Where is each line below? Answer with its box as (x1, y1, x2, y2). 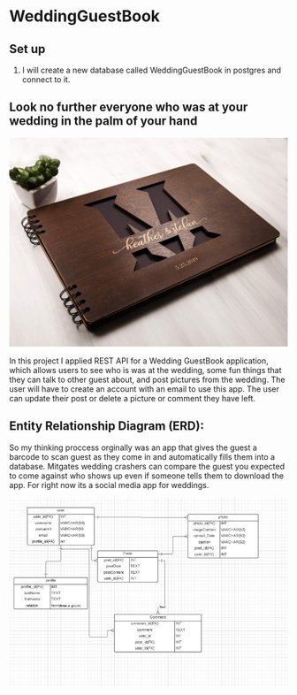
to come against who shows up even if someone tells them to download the (9, 470, 285, 481)
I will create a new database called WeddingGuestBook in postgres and (21, 65, 281, 75)
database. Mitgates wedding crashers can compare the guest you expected (9, 461, 286, 471)
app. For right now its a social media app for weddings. (9, 479, 209, 490)
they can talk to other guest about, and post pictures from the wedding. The (9, 374, 286, 385)
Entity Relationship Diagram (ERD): (9, 418, 205, 434)
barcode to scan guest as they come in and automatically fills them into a (9, 451, 276, 462)
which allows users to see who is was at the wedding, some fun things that (9, 364, 282, 375)
